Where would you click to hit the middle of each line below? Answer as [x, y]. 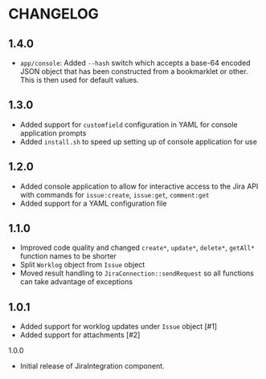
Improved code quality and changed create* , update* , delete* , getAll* [137, 248]
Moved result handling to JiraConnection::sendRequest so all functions [137, 273]
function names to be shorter [68, 256]
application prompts [53, 132]
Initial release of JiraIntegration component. [92, 366]
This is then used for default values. [79, 80]
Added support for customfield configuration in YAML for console [129, 124]
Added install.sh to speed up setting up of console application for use [138, 141]
